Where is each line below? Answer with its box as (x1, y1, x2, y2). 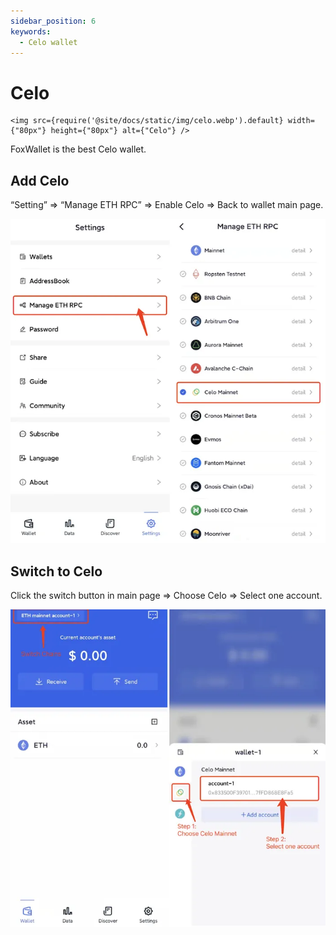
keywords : (10, 26, 52, 37)
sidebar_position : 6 (10, 16, 97, 26)
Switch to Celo (10, 563, 103, 580)
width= (287, 116, 315, 126)
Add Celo (10, 172, 70, 189)
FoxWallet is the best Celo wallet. (10, 143, 147, 155)
